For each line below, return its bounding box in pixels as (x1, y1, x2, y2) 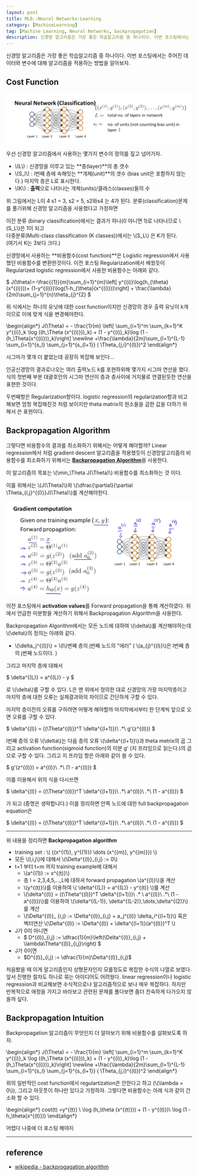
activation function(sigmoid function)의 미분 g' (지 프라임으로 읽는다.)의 (16, 745, 186, 752)
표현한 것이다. (6, 381, 38, 388)
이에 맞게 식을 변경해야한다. (21, 310, 85, 318)
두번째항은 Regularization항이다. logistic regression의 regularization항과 (6, 393, 177, 401)
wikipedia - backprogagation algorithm (14, 1163, 109, 1171)
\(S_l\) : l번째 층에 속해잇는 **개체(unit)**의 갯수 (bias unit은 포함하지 (14, 170, 175, 177)
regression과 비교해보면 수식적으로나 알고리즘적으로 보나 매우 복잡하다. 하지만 (6, 981, 186, 988)
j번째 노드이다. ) (21, 650, 58, 657)
